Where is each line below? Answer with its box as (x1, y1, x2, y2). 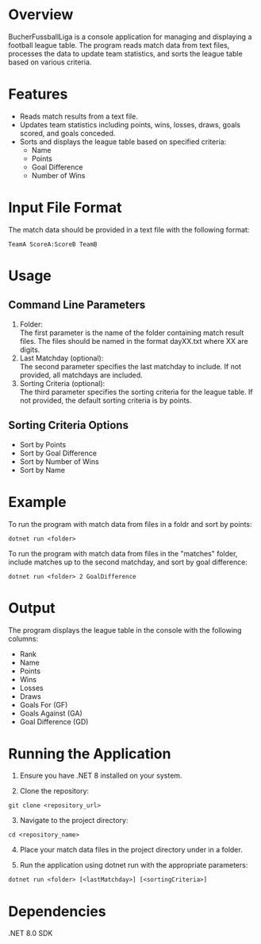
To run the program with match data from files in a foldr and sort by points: (8, 519, 252, 529)
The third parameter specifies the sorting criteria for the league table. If (19, 387, 253, 396)
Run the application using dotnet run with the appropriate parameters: (19, 860, 248, 870)
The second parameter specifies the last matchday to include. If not (19, 361, 242, 371)
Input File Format (8, 199, 122, 216)
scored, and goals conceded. (19, 128, 116, 138)
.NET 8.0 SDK (8, 929, 53, 938)
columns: (8, 634, 39, 643)
